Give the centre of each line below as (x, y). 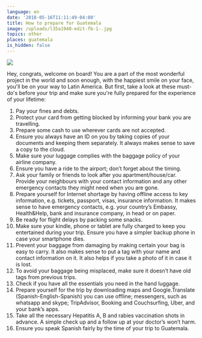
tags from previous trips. (46, 277)
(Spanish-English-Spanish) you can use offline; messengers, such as (101, 296)
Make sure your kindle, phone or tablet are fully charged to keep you (100, 226)
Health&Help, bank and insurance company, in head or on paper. (96, 213)
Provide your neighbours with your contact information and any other (101, 181)
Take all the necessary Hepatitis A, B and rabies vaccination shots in (100, 315)
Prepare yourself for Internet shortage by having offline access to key (102, 194)
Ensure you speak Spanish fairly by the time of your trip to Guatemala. (102, 328)
